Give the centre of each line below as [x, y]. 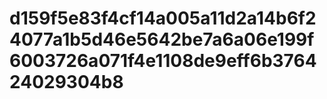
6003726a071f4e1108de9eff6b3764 [163, 61]
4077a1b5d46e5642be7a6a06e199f [162, 39]
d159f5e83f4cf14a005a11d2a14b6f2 [163, 18]
